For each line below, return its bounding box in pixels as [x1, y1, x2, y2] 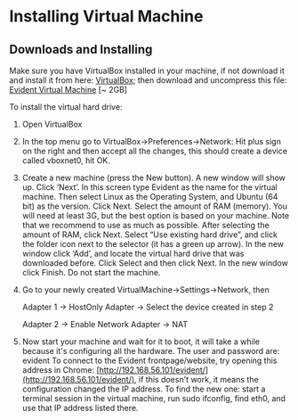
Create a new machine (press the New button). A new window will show [21, 172, 286, 183]
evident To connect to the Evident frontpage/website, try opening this [21, 355, 278, 366]
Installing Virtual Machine [9, 6, 204, 27]
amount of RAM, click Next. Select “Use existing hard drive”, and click [21, 229, 278, 240]
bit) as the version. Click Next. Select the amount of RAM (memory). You [21, 201, 287, 211]
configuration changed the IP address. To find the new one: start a [21, 383, 266, 394]
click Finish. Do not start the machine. [21, 268, 161, 277]
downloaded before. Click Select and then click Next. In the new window [21, 258, 289, 268]
